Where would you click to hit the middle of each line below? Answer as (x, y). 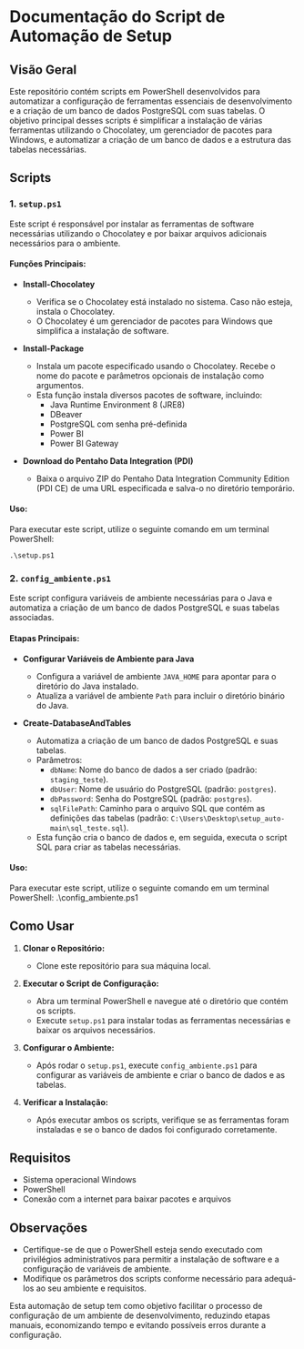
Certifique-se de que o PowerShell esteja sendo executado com (142, 1250)
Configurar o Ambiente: (68, 1047)
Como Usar (42, 926)
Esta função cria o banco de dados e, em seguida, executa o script (162, 837)
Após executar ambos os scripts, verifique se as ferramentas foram (162, 1120)
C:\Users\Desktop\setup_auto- (228, 819)
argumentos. (60, 385)
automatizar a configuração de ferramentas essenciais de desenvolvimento (151, 101)
